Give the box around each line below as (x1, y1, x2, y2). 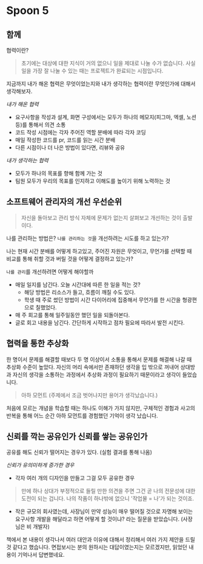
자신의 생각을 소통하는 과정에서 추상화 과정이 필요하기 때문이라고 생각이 (12, 371, 181, 378)
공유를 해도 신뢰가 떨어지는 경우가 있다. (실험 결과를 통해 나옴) (6, 449, 153, 456)
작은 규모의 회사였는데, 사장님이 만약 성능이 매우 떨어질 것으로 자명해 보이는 (15, 508, 193, 515)
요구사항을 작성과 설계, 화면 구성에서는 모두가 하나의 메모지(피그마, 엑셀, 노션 (15, 114, 197, 120)
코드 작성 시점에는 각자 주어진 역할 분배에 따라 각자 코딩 (15, 129, 147, 136)
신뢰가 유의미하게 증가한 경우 (6, 461, 75, 469)
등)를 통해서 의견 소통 (15, 121, 66, 128)
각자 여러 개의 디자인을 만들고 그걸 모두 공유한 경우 (15, 475, 135, 482)
